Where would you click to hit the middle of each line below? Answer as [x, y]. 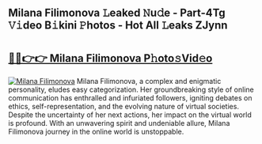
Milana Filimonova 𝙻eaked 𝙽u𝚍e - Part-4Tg [117, 13]
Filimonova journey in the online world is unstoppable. [96, 131]
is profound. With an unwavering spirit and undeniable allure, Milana [119, 123]
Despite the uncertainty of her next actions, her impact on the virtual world [130, 115]
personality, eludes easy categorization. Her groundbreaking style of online [131, 89]
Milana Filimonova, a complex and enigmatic [149, 81]
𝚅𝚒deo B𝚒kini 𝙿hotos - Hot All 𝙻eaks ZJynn [118, 26]
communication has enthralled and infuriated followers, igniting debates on [130, 98]
